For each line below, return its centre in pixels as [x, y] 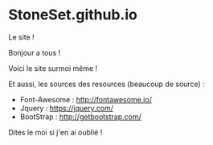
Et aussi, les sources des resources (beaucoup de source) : [106, 84]
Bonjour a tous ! [35, 52]
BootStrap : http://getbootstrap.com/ [81, 116]
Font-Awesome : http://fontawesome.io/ [86, 99]
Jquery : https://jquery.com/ [67, 108]
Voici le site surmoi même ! [53, 68]
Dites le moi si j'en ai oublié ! [55, 132]
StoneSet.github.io [73, 15]
